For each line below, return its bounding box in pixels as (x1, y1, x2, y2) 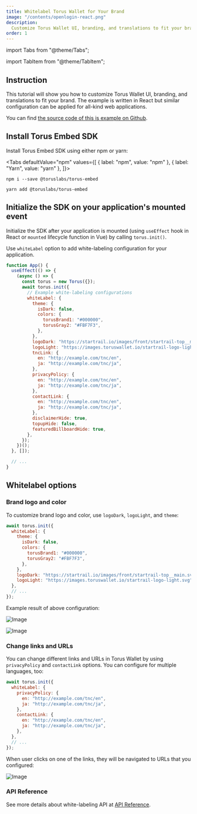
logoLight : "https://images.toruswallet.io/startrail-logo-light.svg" (16, 577, 193, 584)
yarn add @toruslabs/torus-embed (6, 186, 88, 192)
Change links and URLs (6, 642, 73, 650)
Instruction (6, 75, 47, 85)
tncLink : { (32, 350, 59, 356)
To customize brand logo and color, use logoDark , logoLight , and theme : (6, 511, 179, 518)
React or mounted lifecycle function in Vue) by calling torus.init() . (6, 233, 167, 240)
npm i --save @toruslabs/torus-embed (6, 176, 98, 182)
